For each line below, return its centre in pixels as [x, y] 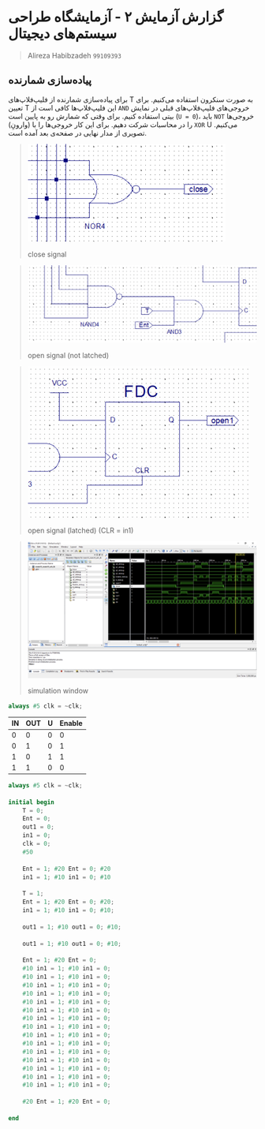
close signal [47, 254]
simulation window [58, 691]
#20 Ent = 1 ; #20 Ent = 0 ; [67, 1102]
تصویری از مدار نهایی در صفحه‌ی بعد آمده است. [78, 133]
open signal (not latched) [68, 356]
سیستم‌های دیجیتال [62, 34]
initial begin [32, 802]
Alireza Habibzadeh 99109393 [75, 55]
